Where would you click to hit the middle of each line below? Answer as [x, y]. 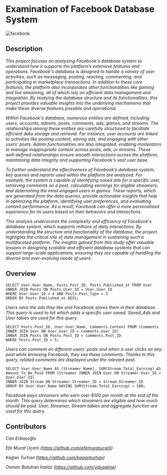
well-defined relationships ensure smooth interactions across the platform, [82, 155]
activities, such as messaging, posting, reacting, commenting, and [74, 77]
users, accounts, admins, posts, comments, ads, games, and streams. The [82, 123]
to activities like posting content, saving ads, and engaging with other [77, 139]
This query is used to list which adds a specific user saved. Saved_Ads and [83, 313]
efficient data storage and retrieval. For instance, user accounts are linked [82, 133]
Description [24, 49]
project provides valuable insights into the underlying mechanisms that [78, 103]
